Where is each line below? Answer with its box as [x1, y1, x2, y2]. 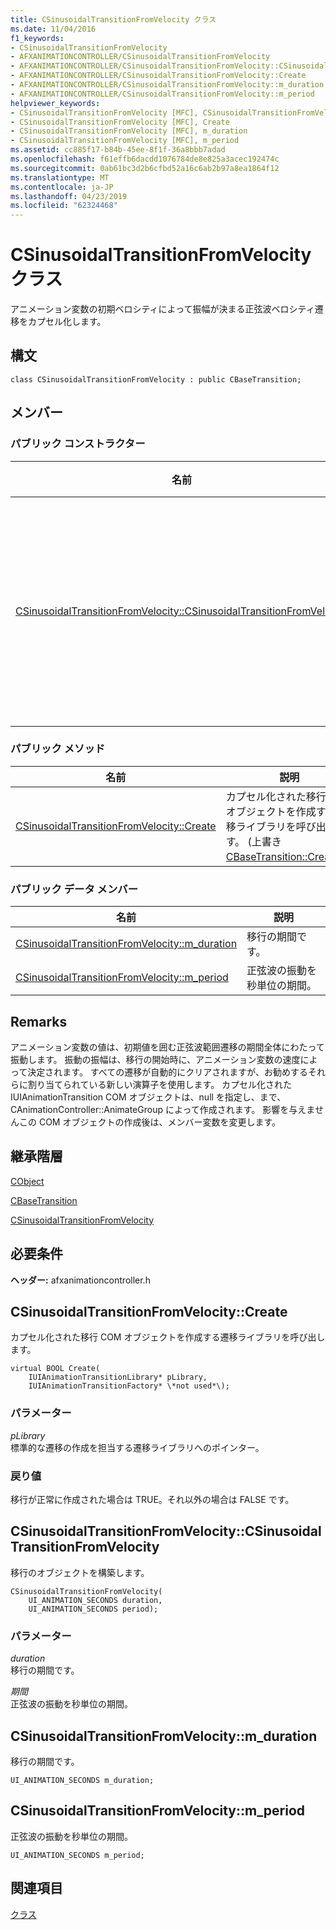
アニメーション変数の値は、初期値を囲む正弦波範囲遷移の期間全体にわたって [10, 1041, 325, 1053]
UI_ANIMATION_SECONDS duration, [28, 1595, 163, 1605]
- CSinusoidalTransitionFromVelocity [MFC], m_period [10, 136, 240, 146]
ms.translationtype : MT [10, 172, 110, 183]
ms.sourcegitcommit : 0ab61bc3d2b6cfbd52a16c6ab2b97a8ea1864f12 [10, 163, 280, 173]
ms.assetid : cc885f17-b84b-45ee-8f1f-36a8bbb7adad [10, 145, 226, 155]
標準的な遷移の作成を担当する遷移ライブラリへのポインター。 [10, 1441, 265, 1453]
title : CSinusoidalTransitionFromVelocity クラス [10, 14, 217, 25]
